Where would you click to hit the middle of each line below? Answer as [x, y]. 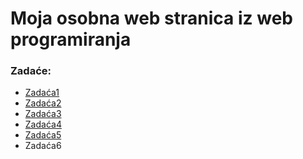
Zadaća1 [42, 93]
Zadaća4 [43, 124]
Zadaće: [31, 71]
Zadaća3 [43, 114]
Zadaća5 [43, 135]
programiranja [71, 39]
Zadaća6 [43, 146]
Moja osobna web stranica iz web [151, 18]
